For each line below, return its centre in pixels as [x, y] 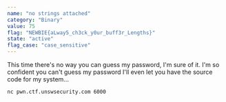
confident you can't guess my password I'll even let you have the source [110, 72]
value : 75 [21, 26]
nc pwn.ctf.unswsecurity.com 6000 [57, 92]
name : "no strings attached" [49, 13]
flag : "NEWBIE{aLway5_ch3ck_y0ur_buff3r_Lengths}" [81, 33]
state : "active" [30, 39]
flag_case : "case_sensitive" [49, 45]
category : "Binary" [35, 20]
